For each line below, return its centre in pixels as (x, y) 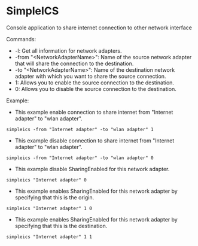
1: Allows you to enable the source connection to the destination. (95, 83)
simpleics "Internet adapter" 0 (46, 180)
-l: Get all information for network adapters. (68, 51)
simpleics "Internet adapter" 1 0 (49, 208)
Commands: (21, 39)
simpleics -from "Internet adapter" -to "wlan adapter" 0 (80, 158)
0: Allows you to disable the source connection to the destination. (95, 89)
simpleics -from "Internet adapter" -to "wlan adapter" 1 (80, 129)
